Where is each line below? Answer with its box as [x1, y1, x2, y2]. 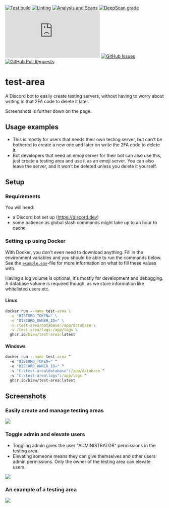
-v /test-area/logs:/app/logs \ [10, 327, 78, 332]
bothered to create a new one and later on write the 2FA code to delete [12, 142, 160, 148]
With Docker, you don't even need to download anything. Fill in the [5, 249, 144, 255]
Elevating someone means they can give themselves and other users [12, 453, 156, 459]
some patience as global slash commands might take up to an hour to [12, 220, 157, 226]
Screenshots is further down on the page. [5, 108, 92, 114]
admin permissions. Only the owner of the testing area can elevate [12, 458, 151, 464]
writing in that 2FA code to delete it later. [5, 98, 89, 104]
